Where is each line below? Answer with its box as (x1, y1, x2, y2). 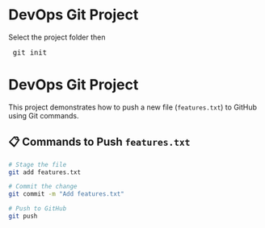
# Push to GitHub (8, 205, 67, 213)
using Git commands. (8, 110, 79, 120)
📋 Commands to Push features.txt (8, 135, 191, 149)
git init (12, 48, 47, 57)
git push (8, 212, 38, 221)
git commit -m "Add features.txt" (8, 190, 125, 198)
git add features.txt (8, 168, 82, 176)
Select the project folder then (8, 32, 107, 42)
